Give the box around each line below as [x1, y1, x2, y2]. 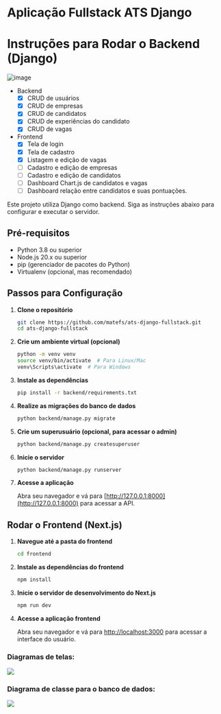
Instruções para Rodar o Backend [7, 36, 200, 52]
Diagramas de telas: [7, 652, 75, 661]
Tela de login [27, 140, 64, 148]
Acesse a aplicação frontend [16, 614, 101, 622]
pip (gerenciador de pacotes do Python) [16, 260, 130, 268]
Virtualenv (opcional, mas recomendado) [16, 267, 132, 276]
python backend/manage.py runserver [16, 466, 122, 473]
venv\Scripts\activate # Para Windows [16, 364, 131, 370]
